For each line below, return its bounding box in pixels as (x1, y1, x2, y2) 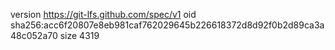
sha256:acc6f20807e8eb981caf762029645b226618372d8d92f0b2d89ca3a (10, 19, 325, 31)
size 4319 (59, 30, 100, 41)
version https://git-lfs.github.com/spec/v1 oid (10, 9, 197, 20)
